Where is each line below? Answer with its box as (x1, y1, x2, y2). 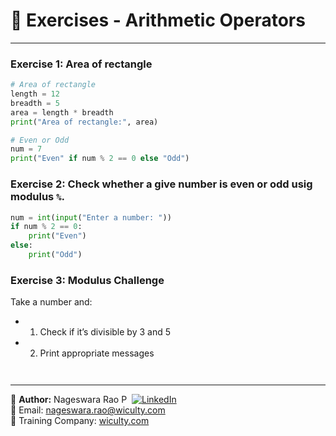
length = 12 (10, 89, 60, 99)
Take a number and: (10, 296, 93, 308)
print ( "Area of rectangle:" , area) (10, 117, 159, 127)
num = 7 (10, 144, 43, 154)
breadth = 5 (10, 98, 60, 108)
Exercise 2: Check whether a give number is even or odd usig (10, 177, 313, 191)
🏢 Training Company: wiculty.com (10, 415, 150, 427)
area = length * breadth (10, 107, 114, 118)
